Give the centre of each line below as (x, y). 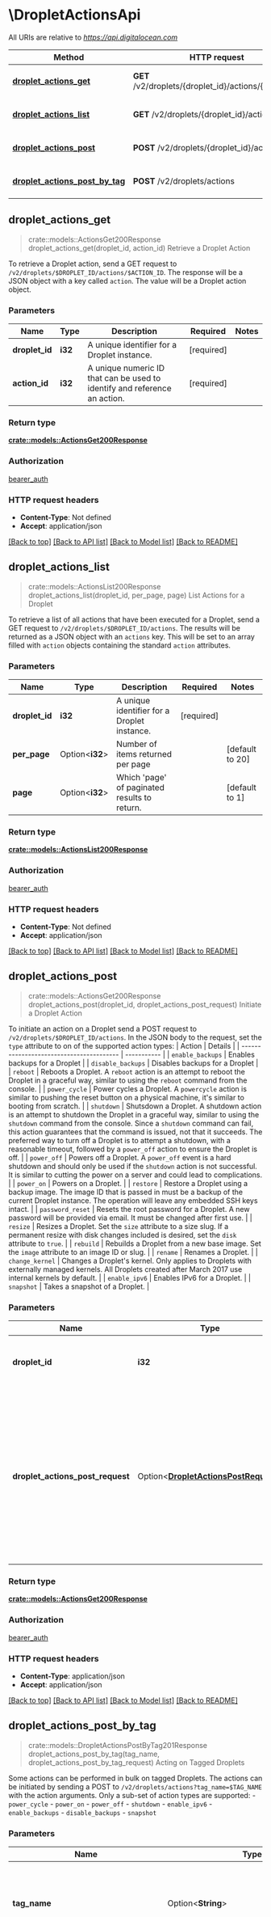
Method (69, 57)
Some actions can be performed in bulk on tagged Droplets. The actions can (135, 1778)
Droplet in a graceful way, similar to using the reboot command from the (128, 1080)
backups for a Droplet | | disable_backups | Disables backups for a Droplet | (133, 1063)
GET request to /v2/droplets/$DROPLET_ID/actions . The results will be (124, 627)
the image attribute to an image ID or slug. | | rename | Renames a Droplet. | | (133, 1252)
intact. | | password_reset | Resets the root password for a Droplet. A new (129, 1209)
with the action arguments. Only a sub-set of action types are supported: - (132, 1795)
